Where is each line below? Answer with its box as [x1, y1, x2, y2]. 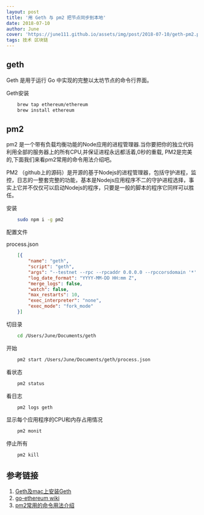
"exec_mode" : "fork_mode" [28, 303, 94, 310]
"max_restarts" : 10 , [28, 292, 80, 298]
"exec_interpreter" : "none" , [28, 298, 102, 304]
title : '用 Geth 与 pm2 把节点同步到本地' [6, 15, 106, 21]
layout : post [6, 9, 39, 15]
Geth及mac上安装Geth [15, 487, 72, 495]
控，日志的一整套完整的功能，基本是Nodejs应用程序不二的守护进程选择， [6, 177, 189, 184]
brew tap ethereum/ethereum [17, 101, 88, 107]
